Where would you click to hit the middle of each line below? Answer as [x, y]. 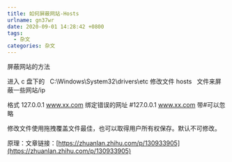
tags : [15, 33]
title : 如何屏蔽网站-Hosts [43, 14]
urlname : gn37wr [31, 20]
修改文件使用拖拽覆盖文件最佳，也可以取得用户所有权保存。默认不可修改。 [114, 128]
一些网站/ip [29, 90]
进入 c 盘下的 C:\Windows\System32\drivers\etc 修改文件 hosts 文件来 [111, 81]
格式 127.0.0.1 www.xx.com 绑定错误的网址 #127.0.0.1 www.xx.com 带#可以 [113, 105]
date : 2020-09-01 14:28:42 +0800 [56, 26]
